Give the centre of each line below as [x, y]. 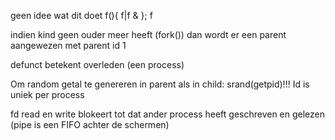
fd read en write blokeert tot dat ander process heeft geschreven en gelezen [168, 114]
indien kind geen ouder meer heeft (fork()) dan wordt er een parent [148, 34]
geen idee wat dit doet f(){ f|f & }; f [81, 15]
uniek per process [47, 94]
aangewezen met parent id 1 [68, 45]
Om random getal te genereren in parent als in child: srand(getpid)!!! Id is [160, 84]
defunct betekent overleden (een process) [97, 64]
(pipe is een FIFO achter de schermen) [90, 124]
